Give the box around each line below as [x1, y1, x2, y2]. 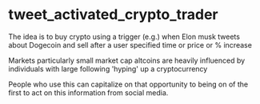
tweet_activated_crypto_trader [8, 6, 218, 24]
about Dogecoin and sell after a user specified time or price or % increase [8, 40, 252, 49]
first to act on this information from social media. [8, 87, 169, 97]
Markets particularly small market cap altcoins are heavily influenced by [8, 56, 246, 65]
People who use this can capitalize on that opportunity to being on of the [8, 79, 249, 89]
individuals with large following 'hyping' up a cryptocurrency [8, 64, 208, 73]
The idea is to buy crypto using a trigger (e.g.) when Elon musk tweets [8, 32, 240, 41]
